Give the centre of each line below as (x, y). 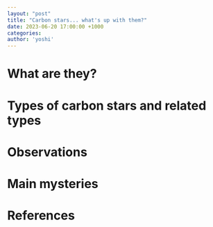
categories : (24, 33)
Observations (48, 152)
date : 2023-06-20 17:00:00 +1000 (56, 26)
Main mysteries (53, 184)
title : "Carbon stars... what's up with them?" (77, 20)
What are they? (52, 74)
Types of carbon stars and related (107, 106)
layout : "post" (29, 14)
